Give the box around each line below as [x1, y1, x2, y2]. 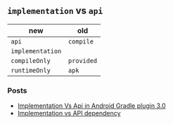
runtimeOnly [11, 66, 51, 74]
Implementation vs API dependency [17, 109, 121, 118]
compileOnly [11, 57, 51, 64]
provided [68, 57, 98, 64]
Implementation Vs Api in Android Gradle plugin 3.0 [17, 102, 166, 110]
